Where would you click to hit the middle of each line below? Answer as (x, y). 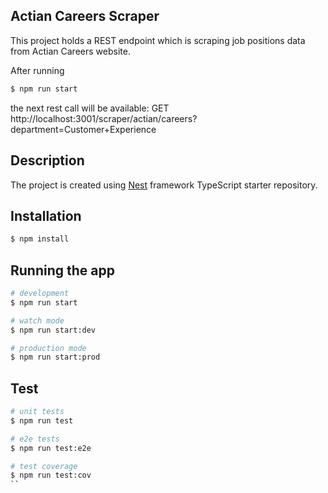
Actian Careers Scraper (85, 16)
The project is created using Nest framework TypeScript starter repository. (164, 185)
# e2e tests (35, 439)
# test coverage (44, 466)
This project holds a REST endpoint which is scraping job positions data (158, 40)
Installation (46, 215)
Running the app (62, 270)
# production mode (48, 348)
